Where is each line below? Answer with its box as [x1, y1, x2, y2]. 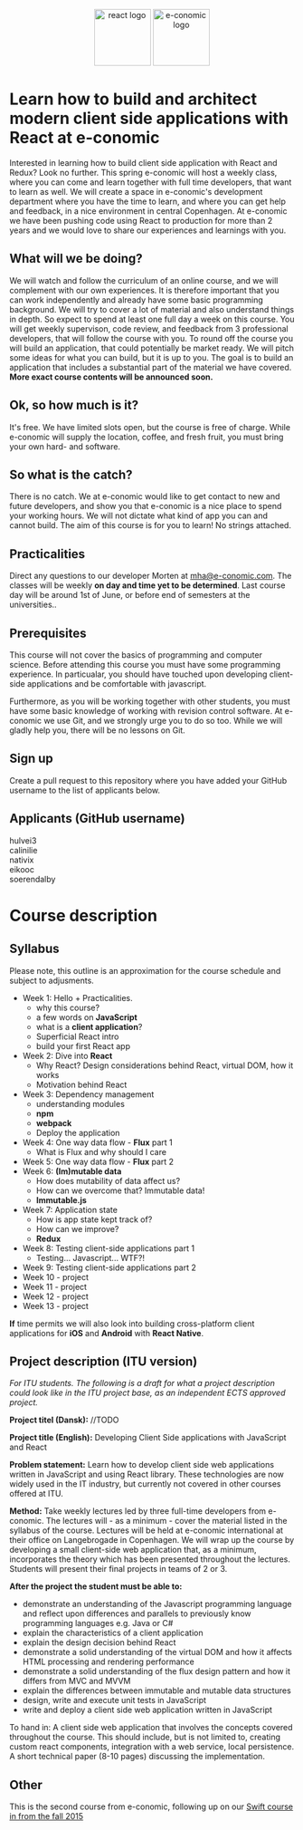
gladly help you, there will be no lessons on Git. [9, 725, 185, 736]
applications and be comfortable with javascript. [26, 679, 207, 689]
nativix [9, 854, 34, 865]
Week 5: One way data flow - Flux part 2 [22, 1156, 175, 1167]
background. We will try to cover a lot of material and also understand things [9, 303, 295, 314]
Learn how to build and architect [9, 89, 258, 110]
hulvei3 [9, 834, 37, 846]
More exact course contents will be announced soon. [9, 371, 213, 382]
